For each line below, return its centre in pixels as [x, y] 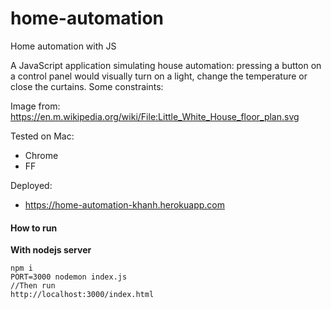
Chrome [41, 155]
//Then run [33, 286]
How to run [34, 228]
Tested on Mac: [42, 136]
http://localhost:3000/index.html [82, 295]
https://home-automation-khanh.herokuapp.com [124, 204]
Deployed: [31, 185]
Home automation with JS [63, 46]
